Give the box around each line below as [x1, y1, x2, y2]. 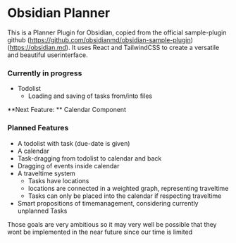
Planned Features [7, 123, 69, 133]
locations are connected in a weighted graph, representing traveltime [27, 184, 229, 192]
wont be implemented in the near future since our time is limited [7, 228, 192, 236]
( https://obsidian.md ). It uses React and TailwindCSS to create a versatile [7, 43, 220, 51]
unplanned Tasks [17, 206, 68, 215]
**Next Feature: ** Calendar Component [7, 106, 127, 114]
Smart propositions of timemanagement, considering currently [17, 199, 199, 207]
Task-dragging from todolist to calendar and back [17, 154, 162, 163]
